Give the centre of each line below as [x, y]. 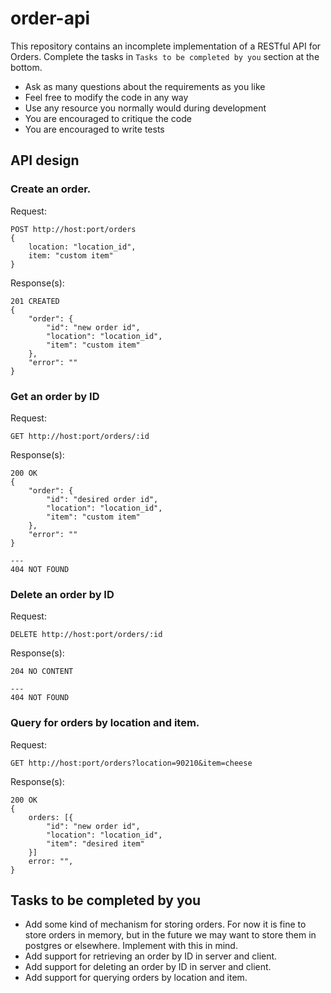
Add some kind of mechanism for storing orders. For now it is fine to [165, 924]
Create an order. [51, 189]
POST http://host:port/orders [73, 229]
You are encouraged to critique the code [108, 118]
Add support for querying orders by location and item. [136, 978]
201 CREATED [35, 301]
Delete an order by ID [62, 594]
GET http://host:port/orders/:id [80, 436]
